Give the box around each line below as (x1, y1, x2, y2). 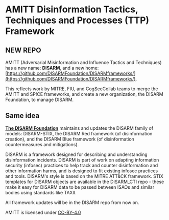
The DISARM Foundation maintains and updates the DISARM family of (5, 125, 154, 131)
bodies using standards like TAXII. (5, 189, 77, 195)
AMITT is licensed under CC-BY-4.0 (5, 209, 81, 215)
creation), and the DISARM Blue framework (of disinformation (5, 136, 134, 142)
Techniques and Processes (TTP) (5, 14, 150, 26)
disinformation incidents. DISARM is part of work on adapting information (5, 156, 159, 163)
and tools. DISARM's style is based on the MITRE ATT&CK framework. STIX (5, 173, 163, 179)
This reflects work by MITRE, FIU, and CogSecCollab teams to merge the (5, 86, 158, 92)
